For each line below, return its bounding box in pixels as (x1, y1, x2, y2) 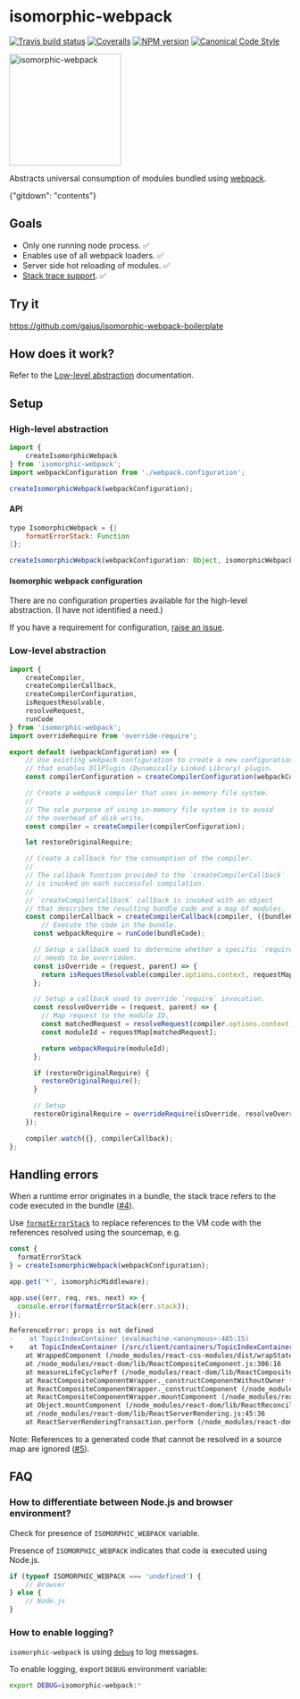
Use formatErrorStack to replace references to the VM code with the (9, 1218, 262, 1228)
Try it (9, 297, 39, 312)
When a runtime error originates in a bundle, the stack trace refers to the (9, 1191, 277, 1202)
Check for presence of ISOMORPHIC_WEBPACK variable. (9, 1527, 201, 1538)
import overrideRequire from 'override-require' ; (9, 731, 198, 740)
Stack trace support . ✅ (21, 270, 107, 281)
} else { (9, 1588, 42, 1598)
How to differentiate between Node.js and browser (9, 1496, 234, 1508)
